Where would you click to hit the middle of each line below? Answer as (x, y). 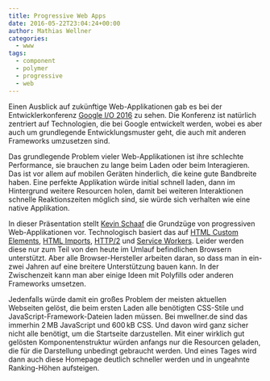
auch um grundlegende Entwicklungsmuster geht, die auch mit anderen (127, 132)
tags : (17, 53)
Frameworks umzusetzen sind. (59, 140)
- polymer (32, 69)
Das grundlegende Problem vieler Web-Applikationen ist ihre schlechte (126, 156)
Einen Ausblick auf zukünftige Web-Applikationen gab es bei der (116, 107)
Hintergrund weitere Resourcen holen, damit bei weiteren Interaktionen (126, 190)
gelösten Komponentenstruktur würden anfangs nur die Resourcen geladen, (135, 342)
